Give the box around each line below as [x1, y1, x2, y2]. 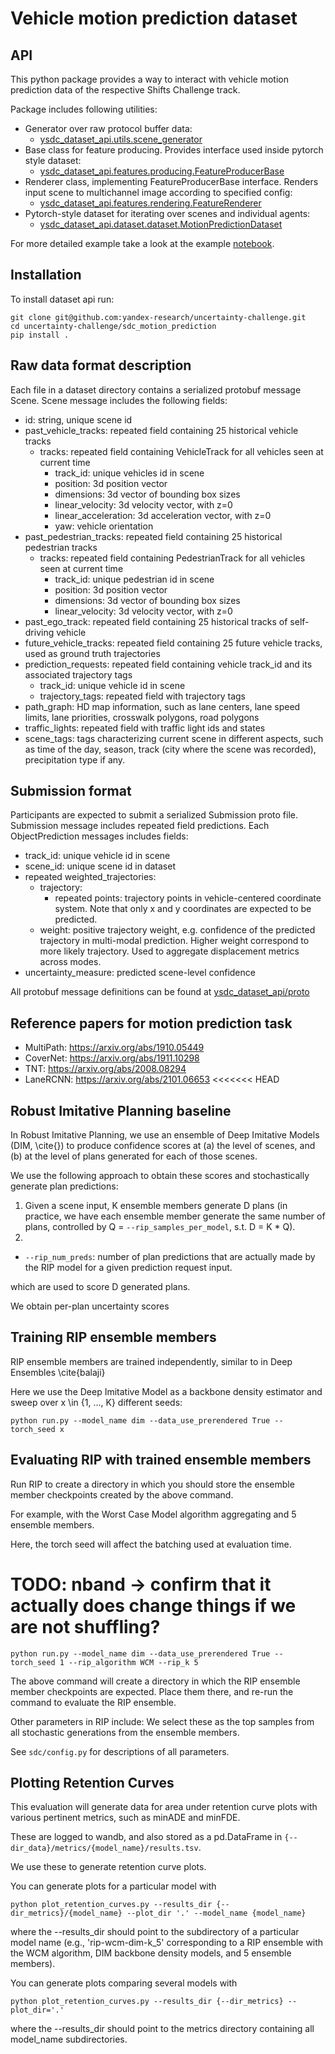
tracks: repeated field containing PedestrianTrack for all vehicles [39, 552, 306, 564]
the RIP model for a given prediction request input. [24, 1262, 233, 1274]
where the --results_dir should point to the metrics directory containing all [10, 2023, 315, 2035]
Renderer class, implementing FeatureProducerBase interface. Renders [24, 176, 319, 187]
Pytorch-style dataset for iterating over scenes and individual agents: [24, 208, 311, 219]
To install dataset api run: [10, 293, 115, 305]
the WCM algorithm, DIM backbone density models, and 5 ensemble [10, 1947, 292, 1959]
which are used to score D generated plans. [10, 1281, 191, 1293]
